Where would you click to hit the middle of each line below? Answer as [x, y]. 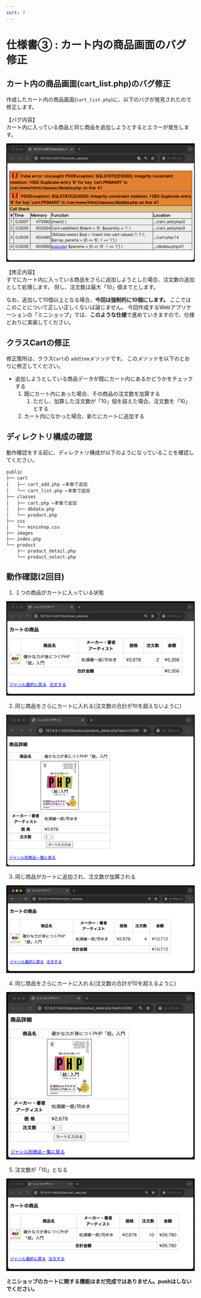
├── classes [21, 497]
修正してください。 [40, 366]
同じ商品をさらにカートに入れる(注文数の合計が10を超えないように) [98, 706]
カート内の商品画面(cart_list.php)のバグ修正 [89, 84]
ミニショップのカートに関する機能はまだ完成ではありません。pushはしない [99, 1281]
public [14, 472]
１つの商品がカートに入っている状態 [60, 592]
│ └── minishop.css [33, 527]
